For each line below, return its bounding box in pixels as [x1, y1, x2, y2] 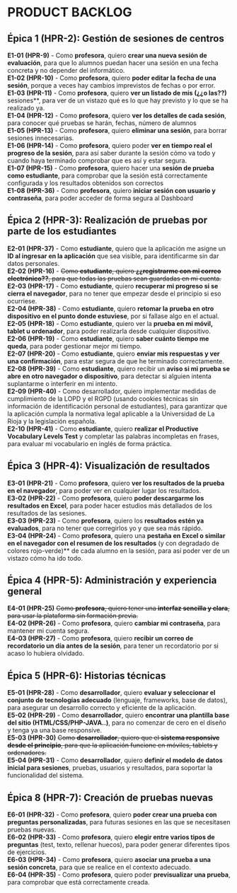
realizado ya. [7, 104, 45, 112]
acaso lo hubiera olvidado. [7, 649, 85, 658]
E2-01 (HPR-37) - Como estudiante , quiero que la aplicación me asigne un [7, 244, 226, 252]
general [7, 585, 42, 597]
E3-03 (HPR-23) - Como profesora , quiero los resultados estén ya [7, 516, 204, 525]
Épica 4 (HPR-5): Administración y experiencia [7, 574, 217, 587]
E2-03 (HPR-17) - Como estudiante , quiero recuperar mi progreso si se [7, 281, 219, 290]
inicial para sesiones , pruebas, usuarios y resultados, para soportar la [7, 764, 213, 772]
